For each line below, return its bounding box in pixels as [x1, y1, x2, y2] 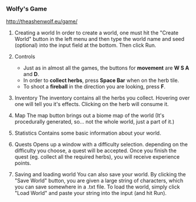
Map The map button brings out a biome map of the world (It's [14, 112, 164, 119]
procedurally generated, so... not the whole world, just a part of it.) [14, 118, 175, 125]
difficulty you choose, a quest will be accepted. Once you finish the [14, 147, 177, 154]
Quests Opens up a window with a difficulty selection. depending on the [14, 141, 188, 148]
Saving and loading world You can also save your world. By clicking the [14, 171, 186, 178]
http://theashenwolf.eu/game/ [6, 18, 78, 25]
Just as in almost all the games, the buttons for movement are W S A [23, 64, 190, 71]
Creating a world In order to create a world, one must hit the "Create [14, 29, 179, 36]
